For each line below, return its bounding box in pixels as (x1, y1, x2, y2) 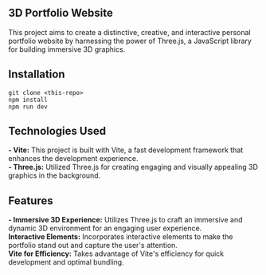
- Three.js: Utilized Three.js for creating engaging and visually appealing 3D (8, 163, 259, 172)
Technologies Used (8, 124, 106, 138)
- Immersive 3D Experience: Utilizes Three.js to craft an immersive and (8, 215, 243, 225)
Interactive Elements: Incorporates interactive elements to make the (8, 232, 233, 242)
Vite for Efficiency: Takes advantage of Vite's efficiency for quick (8, 249, 225, 258)
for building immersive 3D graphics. (8, 44, 126, 54)
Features (8, 194, 53, 207)
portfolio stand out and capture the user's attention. (8, 241, 178, 250)
